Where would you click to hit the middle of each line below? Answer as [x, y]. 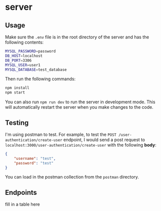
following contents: [25, 42]
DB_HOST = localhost [24, 56]
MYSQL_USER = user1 [23, 65]
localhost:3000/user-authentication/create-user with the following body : [81, 145]
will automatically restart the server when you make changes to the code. [79, 107]
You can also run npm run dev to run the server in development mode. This [80, 102]
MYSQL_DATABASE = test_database [36, 70]
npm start [15, 92]
